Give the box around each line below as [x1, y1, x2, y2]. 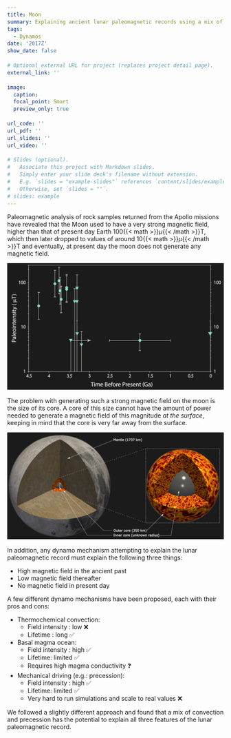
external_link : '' [7, 69, 60, 76]
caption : [13, 91, 38, 98]
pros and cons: [7, 602, 50, 610]
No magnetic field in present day [16, 581, 110, 589]
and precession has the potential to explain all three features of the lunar [7, 715, 213, 724]
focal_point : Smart [13, 99, 69, 105]
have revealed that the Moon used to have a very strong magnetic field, [7, 220, 210, 228]
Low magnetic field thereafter [16, 574, 101, 582]
